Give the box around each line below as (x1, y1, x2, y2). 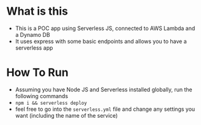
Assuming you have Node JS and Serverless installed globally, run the (15, 86, 192, 93)
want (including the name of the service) (15, 112, 118, 119)
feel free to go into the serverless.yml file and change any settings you (15, 105, 195, 113)
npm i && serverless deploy (15, 100, 87, 106)
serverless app (15, 44, 53, 51)
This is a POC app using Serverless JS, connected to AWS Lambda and (15, 25, 195, 32)
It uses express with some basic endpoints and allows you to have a (15, 37, 187, 45)
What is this (6, 4, 69, 18)
